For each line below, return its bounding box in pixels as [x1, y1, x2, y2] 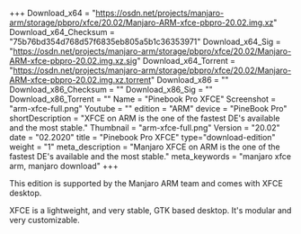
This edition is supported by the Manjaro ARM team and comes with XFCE [9, 178, 283, 188]
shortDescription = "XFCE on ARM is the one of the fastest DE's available [9, 112, 280, 123]
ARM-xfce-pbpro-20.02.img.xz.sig [9, 56, 137, 66]
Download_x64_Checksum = [9, 27, 115, 37]
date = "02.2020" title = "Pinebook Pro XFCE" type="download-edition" [9, 132, 276, 142]
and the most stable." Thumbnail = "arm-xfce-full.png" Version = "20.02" [9, 122, 280, 133]
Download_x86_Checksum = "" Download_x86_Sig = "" [9, 85, 213, 94]
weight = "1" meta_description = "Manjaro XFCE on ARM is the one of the [9, 141, 280, 152]
